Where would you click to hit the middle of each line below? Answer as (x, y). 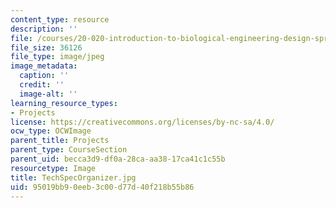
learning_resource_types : (64, 103)
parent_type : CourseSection (69, 150)
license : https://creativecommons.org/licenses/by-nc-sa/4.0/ (142, 122)
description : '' (44, 29)
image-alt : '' (48, 94)
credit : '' (42, 85)
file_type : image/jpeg (57, 57)
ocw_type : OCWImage (51, 131)
